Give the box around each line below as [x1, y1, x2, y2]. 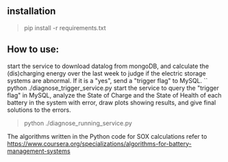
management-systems [7, 147, 71, 155]
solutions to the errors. [7, 106, 71, 114]
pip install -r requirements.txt [23, 23, 106, 32]
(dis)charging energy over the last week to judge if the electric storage [7, 69, 207, 78]
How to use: [7, 44, 60, 56]
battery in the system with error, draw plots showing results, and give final [7, 98, 216, 106]
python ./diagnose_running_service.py [23, 119, 132, 127]
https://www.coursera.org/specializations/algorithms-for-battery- [7, 139, 192, 148]
